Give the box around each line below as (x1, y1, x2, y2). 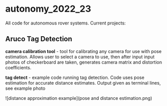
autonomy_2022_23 (5, 3, 92, 15)
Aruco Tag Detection (5, 35, 72, 43)
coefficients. (5, 64, 32, 70)
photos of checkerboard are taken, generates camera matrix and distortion (5, 59, 162, 65)
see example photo (5, 85, 46, 91)
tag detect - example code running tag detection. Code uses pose (5, 74, 145, 81)
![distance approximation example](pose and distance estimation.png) (5, 95, 153, 101)
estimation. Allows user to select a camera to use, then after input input (5, 54, 155, 60)
